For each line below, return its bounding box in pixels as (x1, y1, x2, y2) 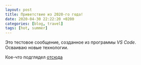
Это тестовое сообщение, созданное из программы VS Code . (5, 39, 137, 45)
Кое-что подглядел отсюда (5, 54, 63, 60)
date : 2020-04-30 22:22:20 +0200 (5, 16, 74, 21)
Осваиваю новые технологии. (5, 45, 69, 51)
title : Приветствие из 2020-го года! (5, 12, 83, 17)
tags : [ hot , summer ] (5, 26, 48, 31)
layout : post (5, 7, 32, 12)
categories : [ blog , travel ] (5, 21, 64, 26)
